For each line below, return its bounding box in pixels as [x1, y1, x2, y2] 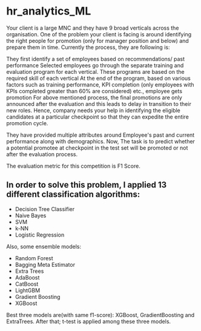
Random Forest [15, 254, 53, 261]
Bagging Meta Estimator [15, 261, 76, 268]
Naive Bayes [15, 212, 47, 219]
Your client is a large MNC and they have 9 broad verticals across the [6, 24, 179, 31]
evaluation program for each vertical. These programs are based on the [6, 68, 185, 75]
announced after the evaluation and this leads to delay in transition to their [6, 100, 192, 107]
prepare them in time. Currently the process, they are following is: [6, 44, 170, 51]
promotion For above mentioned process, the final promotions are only [6, 94, 183, 101]
